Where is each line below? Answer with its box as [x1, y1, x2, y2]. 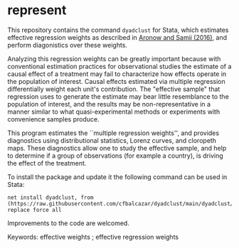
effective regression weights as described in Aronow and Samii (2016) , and [7, 33, 228, 41]
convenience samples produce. [7, 114, 100, 123]
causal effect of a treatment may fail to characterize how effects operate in [7, 70, 227, 78]
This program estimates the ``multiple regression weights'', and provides [7, 129, 219, 137]
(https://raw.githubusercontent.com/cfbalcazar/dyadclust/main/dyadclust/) [7, 200, 237, 207]
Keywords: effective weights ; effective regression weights [7, 232, 179, 241]
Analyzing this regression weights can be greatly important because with [7, 54, 221, 63]
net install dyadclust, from [7, 194, 94, 201]
